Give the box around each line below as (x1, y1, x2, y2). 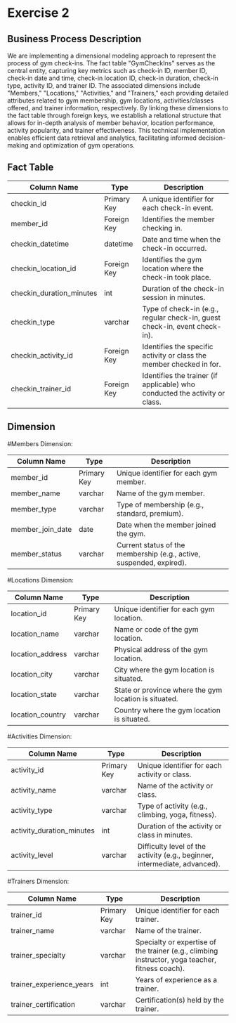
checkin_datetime (11, 239, 70, 249)
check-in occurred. (142, 243, 207, 253)
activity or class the (142, 350, 207, 360)
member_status (11, 549, 62, 559)
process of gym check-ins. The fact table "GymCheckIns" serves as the (7, 59, 216, 67)
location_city (11, 669, 53, 679)
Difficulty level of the (137, 841, 206, 851)
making (7, 141, 29, 149)
